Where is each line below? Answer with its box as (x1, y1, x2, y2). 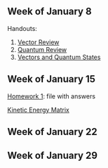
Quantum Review (17, 45, 67, 53)
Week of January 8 (7, 6, 93, 18)
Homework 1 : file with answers (7, 91, 96, 101)
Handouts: (7, 24, 37, 32)
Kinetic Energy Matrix (7, 105, 70, 114)
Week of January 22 (7, 126, 97, 138)
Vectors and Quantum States (17, 53, 101, 61)
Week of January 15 (7, 73, 96, 85)
